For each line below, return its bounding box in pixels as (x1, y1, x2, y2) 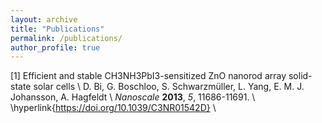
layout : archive (10, 14, 78, 25)
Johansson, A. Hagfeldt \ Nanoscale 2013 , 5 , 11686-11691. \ (10, 91, 256, 103)
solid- (288, 70, 313, 82)
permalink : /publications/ (10, 33, 123, 43)
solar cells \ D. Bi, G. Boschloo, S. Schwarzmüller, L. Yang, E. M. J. (33, 81, 305, 93)
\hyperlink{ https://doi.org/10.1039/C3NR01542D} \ (10, 102, 217, 114)
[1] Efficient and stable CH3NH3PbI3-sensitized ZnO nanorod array (10, 70, 287, 82)
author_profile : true (10, 42, 101, 53)
